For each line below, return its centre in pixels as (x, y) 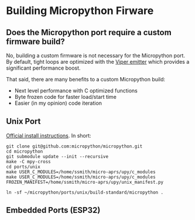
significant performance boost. (43, 68)
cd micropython (25, 151)
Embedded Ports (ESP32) (53, 210)
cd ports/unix (23, 167)
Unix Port (23, 121)
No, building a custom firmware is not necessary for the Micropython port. (96, 56)
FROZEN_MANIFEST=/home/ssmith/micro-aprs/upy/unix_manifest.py (85, 182)
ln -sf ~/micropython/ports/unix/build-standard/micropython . (85, 192)
